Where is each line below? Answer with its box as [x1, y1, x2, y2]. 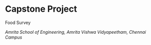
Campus [5, 34, 22, 40]
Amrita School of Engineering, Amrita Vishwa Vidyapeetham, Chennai [5, 29, 146, 35]
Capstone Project [5, 3, 77, 15]
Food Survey [5, 20, 31, 25]
